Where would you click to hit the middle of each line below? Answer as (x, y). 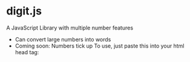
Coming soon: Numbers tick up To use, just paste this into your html (100, 46)
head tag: (27, 52)
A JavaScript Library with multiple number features (70, 28)
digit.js (24, 11)
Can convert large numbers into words (63, 39)
